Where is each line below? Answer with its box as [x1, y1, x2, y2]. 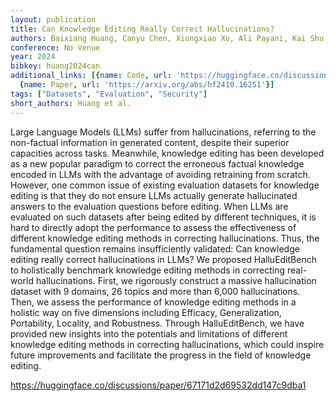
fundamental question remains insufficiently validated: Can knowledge [10, 242, 300, 255]
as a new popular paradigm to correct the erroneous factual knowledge [10, 157, 305, 170]
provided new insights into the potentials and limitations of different [10, 327, 288, 340]
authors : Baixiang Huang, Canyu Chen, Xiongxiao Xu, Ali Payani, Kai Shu [10, 33, 325, 43]
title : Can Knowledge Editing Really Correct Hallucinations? [10, 24, 275, 34]
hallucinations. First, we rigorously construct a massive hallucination [35, 274, 317, 286]
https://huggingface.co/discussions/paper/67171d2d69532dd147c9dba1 [10, 379, 307, 391]
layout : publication [10, 14, 97, 25]
